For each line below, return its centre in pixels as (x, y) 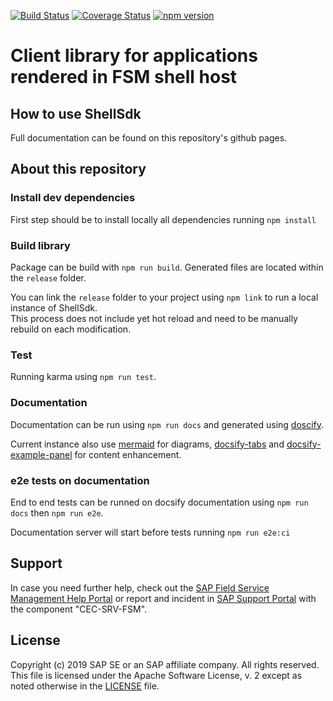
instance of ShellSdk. (54, 307)
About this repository (78, 169)
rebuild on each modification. (71, 329)
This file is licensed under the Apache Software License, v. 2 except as (156, 675)
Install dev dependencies (73, 198)
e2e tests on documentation (80, 480)
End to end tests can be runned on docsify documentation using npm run (159, 502)
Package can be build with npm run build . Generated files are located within (167, 267)
